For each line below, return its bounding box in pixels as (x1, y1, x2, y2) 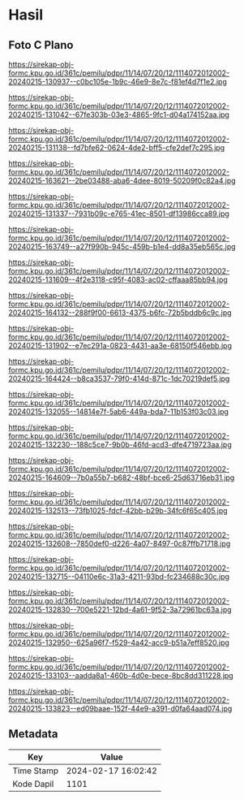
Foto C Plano (8, 38, 74, 52)
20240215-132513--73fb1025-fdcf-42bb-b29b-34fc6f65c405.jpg (8, 506, 229, 515)
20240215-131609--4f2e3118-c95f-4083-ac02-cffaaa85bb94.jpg (8, 275, 229, 284)
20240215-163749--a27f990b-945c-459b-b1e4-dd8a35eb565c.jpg (8, 242, 237, 251)
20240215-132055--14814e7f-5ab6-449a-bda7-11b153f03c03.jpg (8, 407, 229, 416)
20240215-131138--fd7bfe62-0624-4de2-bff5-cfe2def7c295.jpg (8, 143, 225, 152)
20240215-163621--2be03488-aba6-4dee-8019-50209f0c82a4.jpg (8, 176, 237, 185)
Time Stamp (12, 765, 59, 776)
